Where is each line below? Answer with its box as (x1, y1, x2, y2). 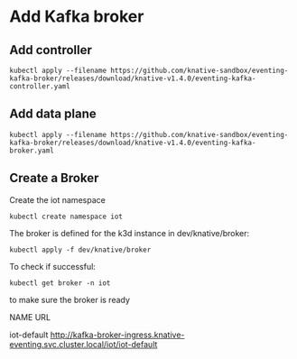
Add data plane (9, 106, 97, 122)
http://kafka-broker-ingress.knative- (50, 329, 185, 340)
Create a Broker (9, 170, 99, 186)
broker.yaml (9, 146, 54, 155)
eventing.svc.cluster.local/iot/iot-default (9, 338, 158, 349)
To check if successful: (9, 261, 97, 272)
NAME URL (9, 311, 51, 322)
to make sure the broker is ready (9, 294, 131, 305)
